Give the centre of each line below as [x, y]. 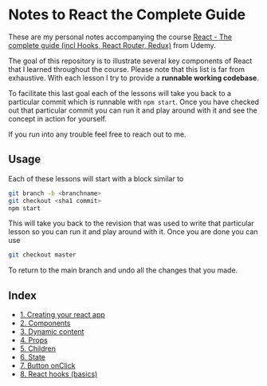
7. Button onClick [47, 366]
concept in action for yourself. [58, 118]
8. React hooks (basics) [59, 374]
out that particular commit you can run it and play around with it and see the [133, 110]
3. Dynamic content [52, 332]
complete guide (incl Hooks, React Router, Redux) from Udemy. [112, 45]
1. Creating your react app [62, 315]
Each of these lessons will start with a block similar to [96, 178]
